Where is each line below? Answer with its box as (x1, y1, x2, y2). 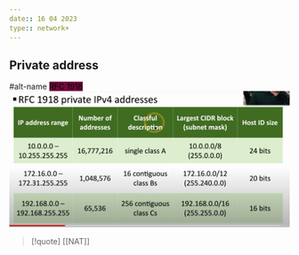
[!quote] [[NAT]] (30, 235, 91, 246)
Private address (9, 58, 100, 73)
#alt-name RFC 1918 (9, 81, 83, 92)
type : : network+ (9, 23, 69, 33)
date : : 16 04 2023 (9, 14, 77, 23)
